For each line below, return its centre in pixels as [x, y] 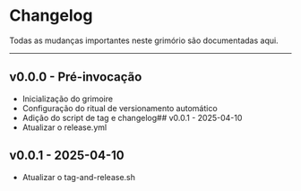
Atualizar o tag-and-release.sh [79, 177]
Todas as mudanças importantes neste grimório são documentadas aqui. [144, 40]
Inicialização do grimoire [68, 99]
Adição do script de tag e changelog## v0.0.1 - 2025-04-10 [132, 117]
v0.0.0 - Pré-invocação [76, 77]
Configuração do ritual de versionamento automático [120, 108]
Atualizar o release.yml [64, 127]
